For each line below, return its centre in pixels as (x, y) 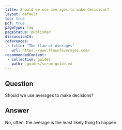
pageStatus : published (28, 32)
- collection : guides (29, 59)
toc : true (15, 19)
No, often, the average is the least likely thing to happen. (61, 122)
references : (17, 41)
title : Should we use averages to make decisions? (57, 9)
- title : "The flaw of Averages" (41, 46)
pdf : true (15, 23)
